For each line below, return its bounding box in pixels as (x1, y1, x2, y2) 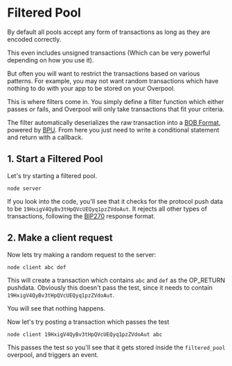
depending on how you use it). (7, 55, 94, 64)
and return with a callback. (7, 133, 83, 141)
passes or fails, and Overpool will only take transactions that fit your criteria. (7, 105, 225, 113)
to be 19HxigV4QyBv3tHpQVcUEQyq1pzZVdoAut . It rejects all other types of (7, 204, 208, 213)
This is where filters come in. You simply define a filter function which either (7, 97, 224, 105)
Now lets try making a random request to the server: (7, 250, 157, 259)
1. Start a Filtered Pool (7, 153, 103, 165)
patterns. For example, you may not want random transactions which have (7, 76, 219, 85)
